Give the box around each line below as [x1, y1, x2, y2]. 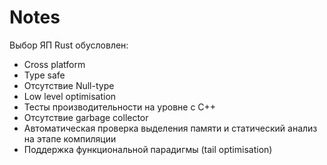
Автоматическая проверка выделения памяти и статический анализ [23, 122, 318, 134]
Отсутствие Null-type [23, 79, 115, 91]
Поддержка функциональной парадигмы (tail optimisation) [23, 143, 273, 155]
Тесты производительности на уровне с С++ [23, 101, 217, 113]
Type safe [23, 69, 66, 81]
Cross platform [23, 58, 86, 70]
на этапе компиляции [23, 132, 117, 145]
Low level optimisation [23, 90, 117, 102]
